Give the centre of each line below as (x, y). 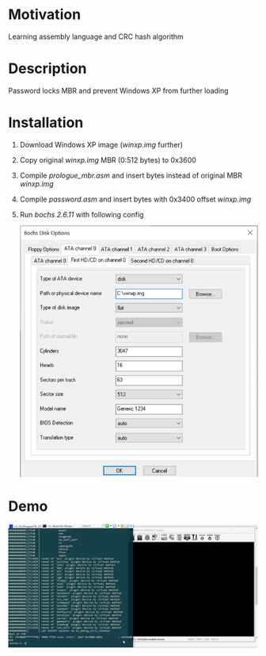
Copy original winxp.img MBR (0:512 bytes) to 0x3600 (108, 159)
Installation (46, 123)
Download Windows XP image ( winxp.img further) (101, 144)
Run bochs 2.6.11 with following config (82, 214)
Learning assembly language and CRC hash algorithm (96, 36)
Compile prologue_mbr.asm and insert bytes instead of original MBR (131, 175)
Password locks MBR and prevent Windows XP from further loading (118, 90)
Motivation (45, 15)
